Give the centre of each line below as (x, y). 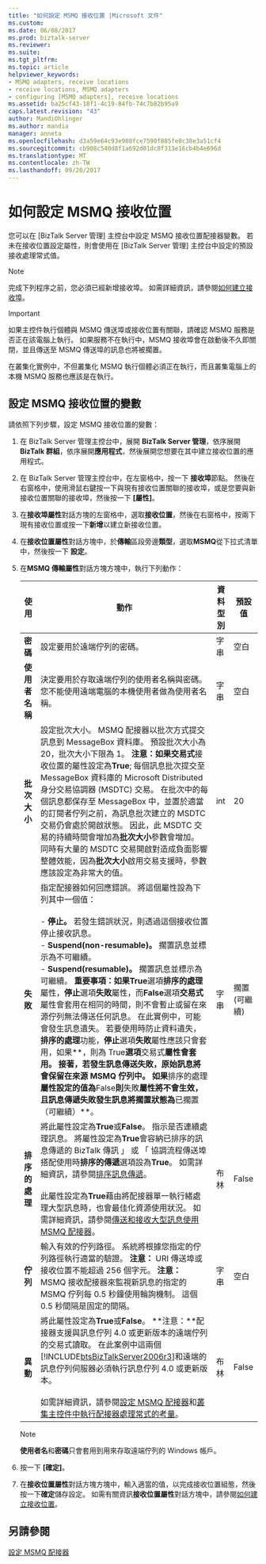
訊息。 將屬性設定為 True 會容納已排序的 (122, 1138)
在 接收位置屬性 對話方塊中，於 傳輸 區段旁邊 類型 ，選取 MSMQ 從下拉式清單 (139, 541)
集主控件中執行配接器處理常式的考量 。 (112, 1414)
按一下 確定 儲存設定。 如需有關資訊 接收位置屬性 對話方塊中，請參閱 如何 (135, 1494)
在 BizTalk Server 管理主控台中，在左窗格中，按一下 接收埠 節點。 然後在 (137, 477)
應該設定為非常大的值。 (84, 872)
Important (24, 313)
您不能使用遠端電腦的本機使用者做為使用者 (120, 691)
